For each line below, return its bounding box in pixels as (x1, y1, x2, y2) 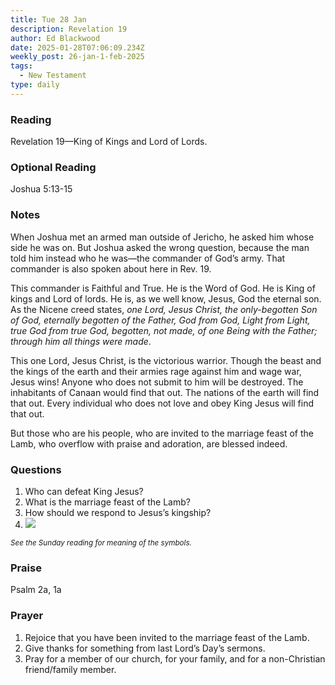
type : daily (10, 80, 60, 90)
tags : (10, 61, 33, 71)
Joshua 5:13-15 (10, 183, 73, 195)
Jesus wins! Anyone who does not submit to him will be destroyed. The (10, 376, 304, 388)
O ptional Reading (10, 160, 97, 174)
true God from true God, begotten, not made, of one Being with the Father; (10, 324, 318, 336)
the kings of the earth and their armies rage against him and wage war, (10, 365, 302, 377)
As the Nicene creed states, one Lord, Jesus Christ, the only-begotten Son (10, 303, 318, 315)
